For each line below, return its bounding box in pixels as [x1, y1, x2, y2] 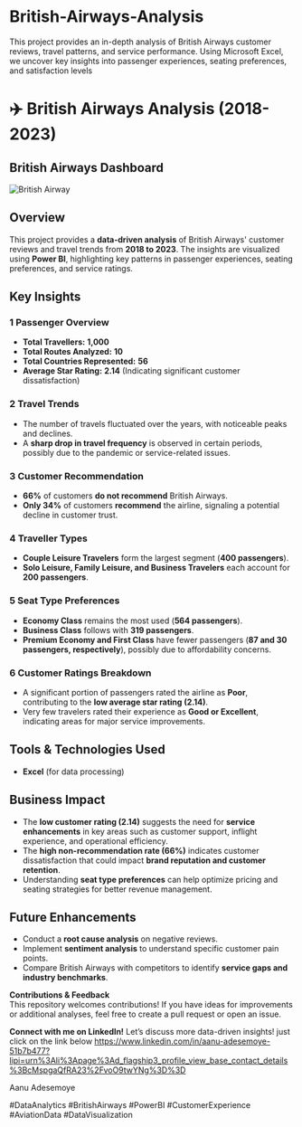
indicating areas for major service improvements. [22, 715, 206, 726]
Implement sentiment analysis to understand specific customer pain [22, 943, 279, 954]
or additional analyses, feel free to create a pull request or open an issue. [9, 1009, 282, 1019]
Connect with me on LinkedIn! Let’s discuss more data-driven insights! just [9, 1027, 291, 1037]
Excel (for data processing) [22, 766, 125, 777]
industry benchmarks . [22, 972, 109, 983]
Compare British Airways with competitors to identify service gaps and [22, 962, 288, 973]
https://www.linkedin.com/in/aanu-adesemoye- [94, 1036, 271, 1046]
